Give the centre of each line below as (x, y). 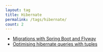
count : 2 (14, 24)
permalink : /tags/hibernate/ (36, 19)
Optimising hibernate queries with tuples (55, 44)
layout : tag (18, 10)
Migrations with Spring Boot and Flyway (54, 39)
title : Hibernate (24, 15)
